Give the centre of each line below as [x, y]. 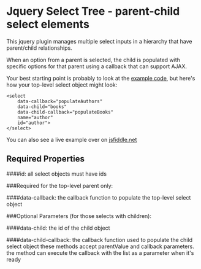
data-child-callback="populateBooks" [66, 112]
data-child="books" [42, 107]
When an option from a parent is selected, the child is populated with [93, 60]
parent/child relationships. [39, 48]
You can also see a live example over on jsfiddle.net [72, 139]
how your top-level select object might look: [62, 85]
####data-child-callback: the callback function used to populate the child [100, 240]
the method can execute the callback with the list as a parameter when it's [100, 252]
